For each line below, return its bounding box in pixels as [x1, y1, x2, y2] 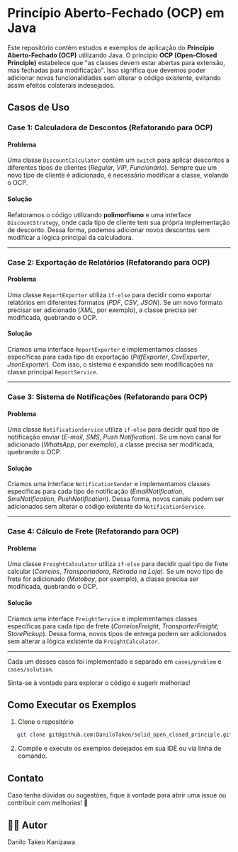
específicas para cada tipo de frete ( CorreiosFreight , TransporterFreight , [7, 621, 220, 631]
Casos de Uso [7, 101, 69, 114]
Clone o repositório [17, 718, 74, 726]
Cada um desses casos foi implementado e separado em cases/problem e [7, 657, 222, 666]
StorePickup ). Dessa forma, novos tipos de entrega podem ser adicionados [7, 629, 227, 638]
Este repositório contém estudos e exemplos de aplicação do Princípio [7, 43, 215, 52]
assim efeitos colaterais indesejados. [7, 81, 115, 89]
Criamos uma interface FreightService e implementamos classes [7, 614, 198, 623]
